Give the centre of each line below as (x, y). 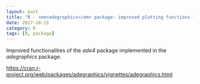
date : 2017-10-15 (28, 22)
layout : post (22, 12)
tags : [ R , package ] (30, 34)
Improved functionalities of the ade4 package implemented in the (86, 50)
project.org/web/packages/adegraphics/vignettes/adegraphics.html (89, 75)
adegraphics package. (34, 57)
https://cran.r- (24, 68)
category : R (21, 28)
